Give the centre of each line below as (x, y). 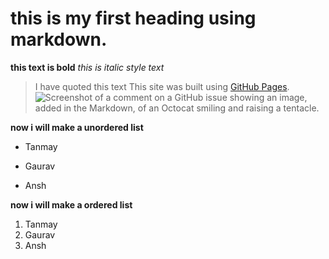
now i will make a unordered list (77, 127)
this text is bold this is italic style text (87, 67)
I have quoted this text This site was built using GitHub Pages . (162, 86)
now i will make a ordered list (71, 204)
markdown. (59, 39)
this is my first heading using (133, 18)
